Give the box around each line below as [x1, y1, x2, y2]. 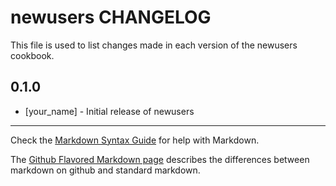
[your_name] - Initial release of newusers [24, 105, 195, 117]
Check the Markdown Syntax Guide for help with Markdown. [10, 134, 260, 146]
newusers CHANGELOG [10, 6, 212, 29]
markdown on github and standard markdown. [10, 164, 201, 176]
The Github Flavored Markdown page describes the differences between [10, 153, 310, 165]
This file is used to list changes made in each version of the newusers [10, 39, 298, 51]
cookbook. [10, 49, 55, 61]
